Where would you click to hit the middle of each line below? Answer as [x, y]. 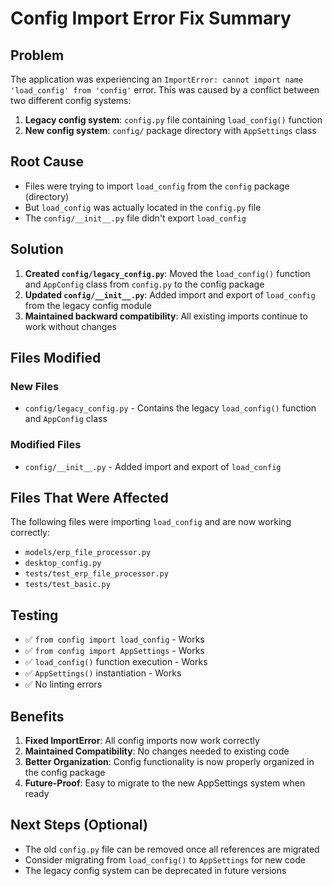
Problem [37, 55]
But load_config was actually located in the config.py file [143, 207]
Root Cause [47, 162]
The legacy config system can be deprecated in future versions [155, 870]
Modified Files [46, 445]
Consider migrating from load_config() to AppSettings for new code [165, 859]
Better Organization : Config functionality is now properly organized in [169, 762]
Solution [37, 249]
